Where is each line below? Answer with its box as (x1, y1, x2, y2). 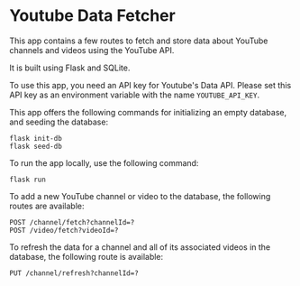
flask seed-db (9, 142, 63, 151)
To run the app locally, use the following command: (9, 157, 199, 168)
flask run (9, 175, 47, 184)
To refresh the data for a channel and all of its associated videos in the (9, 241, 271, 253)
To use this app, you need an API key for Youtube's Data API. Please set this (9, 79, 292, 90)
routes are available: (9, 200, 85, 211)
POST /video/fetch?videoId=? (9, 226, 119, 235)
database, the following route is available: (9, 251, 164, 262)
